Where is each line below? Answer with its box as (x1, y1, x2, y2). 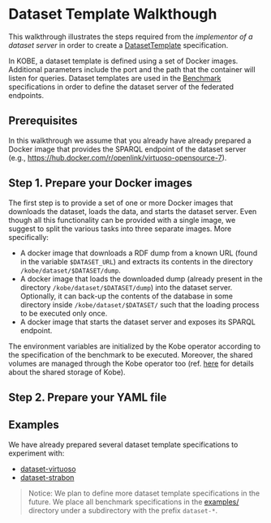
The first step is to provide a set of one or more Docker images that (8, 198, 234, 208)
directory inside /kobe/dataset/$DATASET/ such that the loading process (19, 299, 260, 309)
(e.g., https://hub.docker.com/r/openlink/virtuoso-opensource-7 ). (8, 152, 227, 162)
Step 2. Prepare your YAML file (8, 390, 167, 404)
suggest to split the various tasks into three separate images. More (8, 224, 232, 234)
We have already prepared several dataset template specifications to (8, 439, 239, 449)
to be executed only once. (19, 308, 108, 318)
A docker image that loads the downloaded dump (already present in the (19, 273, 264, 284)
